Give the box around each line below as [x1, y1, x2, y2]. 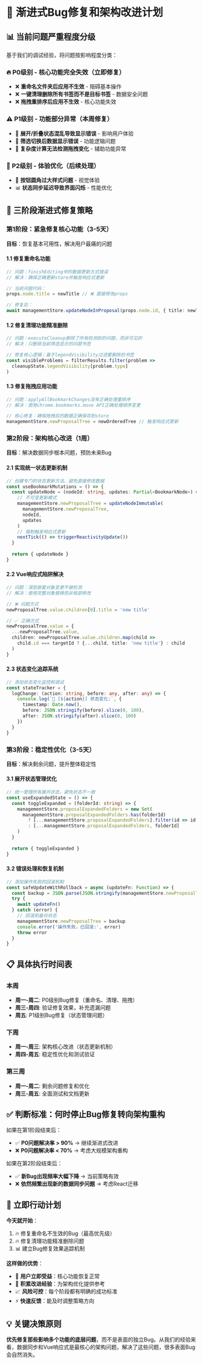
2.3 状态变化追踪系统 [6, 665, 59, 673]
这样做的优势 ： [6, 1260, 43, 1267]
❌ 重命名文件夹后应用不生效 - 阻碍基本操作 [14, 83, 122, 90]
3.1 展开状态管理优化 [6, 775, 57, 783]
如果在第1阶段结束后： [6, 1126, 62, 1134]
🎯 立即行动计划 [6, 1200, 62, 1210]
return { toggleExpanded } [11, 845, 80, 852]
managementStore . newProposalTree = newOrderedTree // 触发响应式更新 [6, 419, 179, 425]
